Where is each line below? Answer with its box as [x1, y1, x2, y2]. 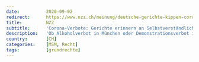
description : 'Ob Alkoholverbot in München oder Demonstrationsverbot [6, 31, 190, 37]
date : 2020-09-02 [6, 8, 73, 15]
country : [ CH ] [6, 36, 57, 42]
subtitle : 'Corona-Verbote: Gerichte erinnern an [6, 25, 145, 31]
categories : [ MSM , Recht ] [6, 42, 78, 48]
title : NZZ [6, 19, 54, 25]
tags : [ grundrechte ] [6, 47, 81, 53]
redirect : [6, 14, 31, 20]
